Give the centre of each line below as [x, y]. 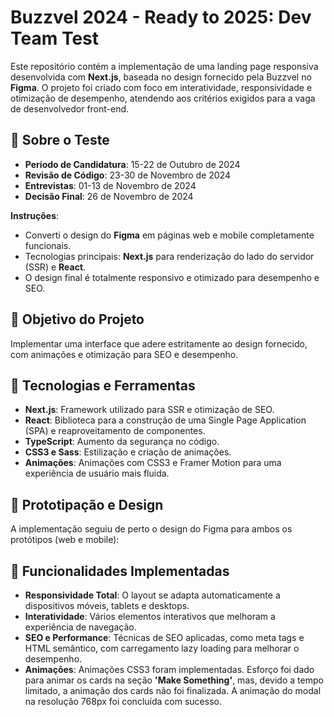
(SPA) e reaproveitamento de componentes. [115, 431]
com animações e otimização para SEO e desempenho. [124, 354]
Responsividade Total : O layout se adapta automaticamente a [152, 595]
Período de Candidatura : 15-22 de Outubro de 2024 [132, 164]
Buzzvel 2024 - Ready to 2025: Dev [161, 17]
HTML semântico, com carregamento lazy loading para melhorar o [162, 648]
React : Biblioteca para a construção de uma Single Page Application [165, 420]
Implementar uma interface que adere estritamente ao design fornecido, [159, 343]
